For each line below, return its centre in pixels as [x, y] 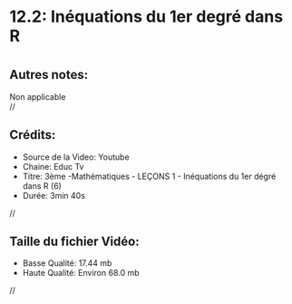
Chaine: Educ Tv [53, 166]
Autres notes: [49, 75]
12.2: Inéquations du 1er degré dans [146, 17]
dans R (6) [42, 186]
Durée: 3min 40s [54, 195]
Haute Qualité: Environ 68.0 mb [81, 273]
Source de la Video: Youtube [76, 157]
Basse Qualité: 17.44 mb [67, 263]
